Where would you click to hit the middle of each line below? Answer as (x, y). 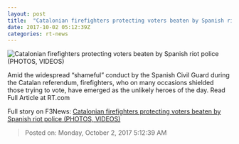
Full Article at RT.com (39, 98)
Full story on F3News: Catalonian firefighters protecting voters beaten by (114, 111)
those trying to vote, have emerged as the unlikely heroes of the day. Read (116, 90)
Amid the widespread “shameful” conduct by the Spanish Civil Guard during (118, 75)
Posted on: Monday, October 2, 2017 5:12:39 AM (96, 133)
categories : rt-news (38, 34)
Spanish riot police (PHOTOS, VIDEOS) (64, 119)
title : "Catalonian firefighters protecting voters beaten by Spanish (116, 21)
